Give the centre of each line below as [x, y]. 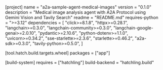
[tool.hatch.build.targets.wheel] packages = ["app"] [58, 53]
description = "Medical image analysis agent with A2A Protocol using [76, 12]
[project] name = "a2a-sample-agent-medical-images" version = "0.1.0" [78, 7]
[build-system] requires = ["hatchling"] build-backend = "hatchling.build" [80, 62]
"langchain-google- [133, 28]
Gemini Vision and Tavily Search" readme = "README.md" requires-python [82, 17]
